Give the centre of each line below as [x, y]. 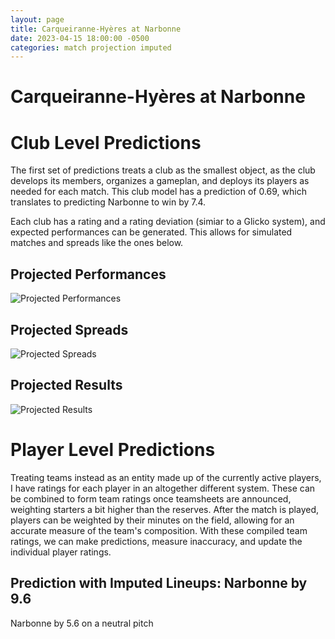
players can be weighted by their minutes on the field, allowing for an [152, 520]
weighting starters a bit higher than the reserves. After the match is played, [165, 509]
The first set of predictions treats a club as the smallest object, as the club [163, 170]
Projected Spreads [69, 329]
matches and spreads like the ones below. [97, 243]
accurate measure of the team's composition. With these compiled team [159, 530]
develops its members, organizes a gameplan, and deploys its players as [160, 181]
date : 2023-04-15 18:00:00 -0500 [80, 38]
